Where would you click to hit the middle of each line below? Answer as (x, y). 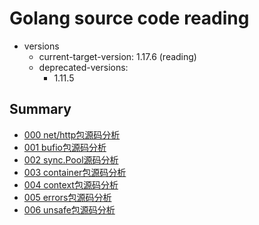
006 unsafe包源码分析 (69, 209)
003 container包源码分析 (75, 172)
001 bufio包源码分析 (65, 147)
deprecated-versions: (83, 67)
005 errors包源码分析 (67, 197)
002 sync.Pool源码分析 (71, 159)
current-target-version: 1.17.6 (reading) (117, 56)
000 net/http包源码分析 (72, 134)
